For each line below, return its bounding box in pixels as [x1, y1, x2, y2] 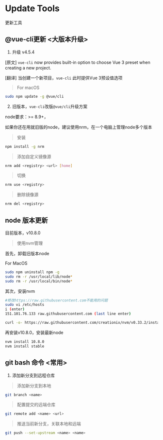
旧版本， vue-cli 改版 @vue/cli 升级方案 [12, 103, 88, 109]
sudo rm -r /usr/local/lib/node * [5, 274, 73, 279]
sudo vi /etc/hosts [5, 302, 45, 307]
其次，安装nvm [5, 288, 35, 294]
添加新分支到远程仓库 [12, 372, 55, 378]
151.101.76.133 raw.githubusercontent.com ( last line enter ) [5, 312, 131, 317]
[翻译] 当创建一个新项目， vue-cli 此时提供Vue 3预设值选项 [5, 75, 123, 81]
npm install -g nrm [5, 144, 45, 149]
